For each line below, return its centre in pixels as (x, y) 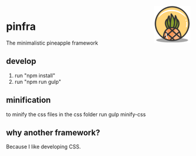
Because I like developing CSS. (44, 147)
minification (28, 100)
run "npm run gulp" (38, 82)
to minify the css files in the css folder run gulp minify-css (76, 114)
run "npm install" (35, 75)
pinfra (21, 27)
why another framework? (53, 132)
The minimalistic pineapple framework (52, 43)
